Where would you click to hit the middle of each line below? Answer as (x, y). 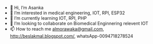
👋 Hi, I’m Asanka (27, 8)
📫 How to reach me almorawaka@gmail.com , (57, 29)
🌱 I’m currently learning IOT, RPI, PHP (48, 18)
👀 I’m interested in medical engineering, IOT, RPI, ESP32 (67, 13)
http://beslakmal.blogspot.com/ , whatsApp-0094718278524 (72, 36)
